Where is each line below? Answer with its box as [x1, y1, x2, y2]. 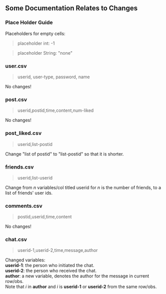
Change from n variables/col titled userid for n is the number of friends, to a [5, 184, 161, 190]
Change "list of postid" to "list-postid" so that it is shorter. [5, 151, 124, 157]
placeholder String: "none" [17, 50, 72, 56]
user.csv [5, 62, 27, 69]
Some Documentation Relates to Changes [5, 4, 138, 13]
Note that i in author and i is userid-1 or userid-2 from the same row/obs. [5, 283, 157, 290]
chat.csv [5, 236, 27, 243]
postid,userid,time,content [17, 214, 72, 220]
